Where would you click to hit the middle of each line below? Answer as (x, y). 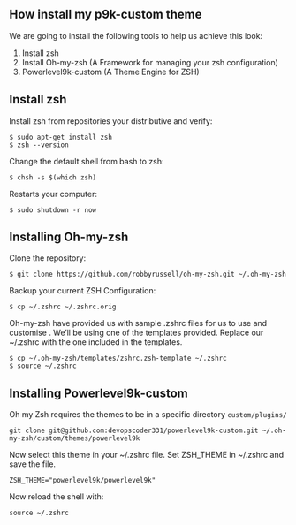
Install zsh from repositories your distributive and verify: (111, 121)
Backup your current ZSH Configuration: (83, 291)
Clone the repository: (48, 258)
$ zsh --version (39, 145)
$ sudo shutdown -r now (53, 210)
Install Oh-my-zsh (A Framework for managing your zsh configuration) (150, 62)
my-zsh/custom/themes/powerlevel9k (75, 438)
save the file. (32, 464)
